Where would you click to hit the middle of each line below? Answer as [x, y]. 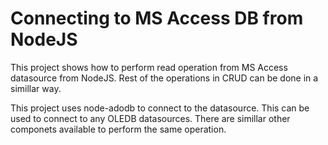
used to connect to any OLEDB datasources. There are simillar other [150, 118]
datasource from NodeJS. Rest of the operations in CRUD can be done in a [164, 78]
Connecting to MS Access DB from [157, 18]
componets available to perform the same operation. [118, 129]
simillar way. [36, 88]
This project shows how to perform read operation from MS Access [149, 67]
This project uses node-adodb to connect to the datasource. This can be [160, 108]
